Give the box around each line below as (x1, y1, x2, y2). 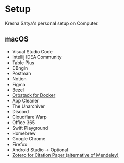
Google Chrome (12, 135, 46, 141)
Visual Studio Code (12, 48, 53, 54)
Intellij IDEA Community (12, 54, 62, 60)
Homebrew (12, 130, 36, 136)
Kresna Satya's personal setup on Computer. (5, 20, 99, 26)
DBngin (12, 65, 28, 71)
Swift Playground (12, 125, 48, 131)
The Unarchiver (12, 103, 45, 109)
